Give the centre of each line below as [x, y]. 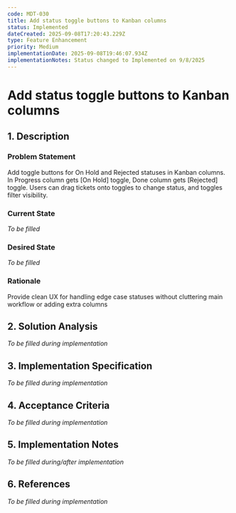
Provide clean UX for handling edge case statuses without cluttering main [115, 296]
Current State [31, 213]
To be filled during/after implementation [66, 462]
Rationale [24, 281]
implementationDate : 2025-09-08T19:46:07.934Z [77, 54]
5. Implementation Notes [63, 445]
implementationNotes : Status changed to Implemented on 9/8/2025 [106, 60]
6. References [39, 484]
